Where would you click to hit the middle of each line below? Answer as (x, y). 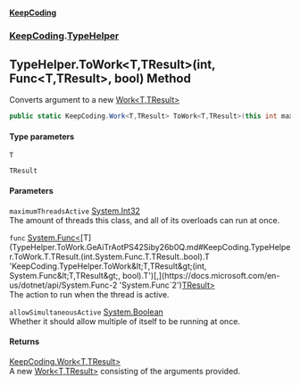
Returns (25, 342)
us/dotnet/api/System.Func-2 (63, 285)
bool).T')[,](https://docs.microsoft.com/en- (201, 275)
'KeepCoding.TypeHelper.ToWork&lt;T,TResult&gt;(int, (108, 266)
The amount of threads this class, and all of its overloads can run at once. (145, 220)
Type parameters (42, 136)
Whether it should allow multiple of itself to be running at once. (125, 321)
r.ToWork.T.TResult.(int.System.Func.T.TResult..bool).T (109, 256)
